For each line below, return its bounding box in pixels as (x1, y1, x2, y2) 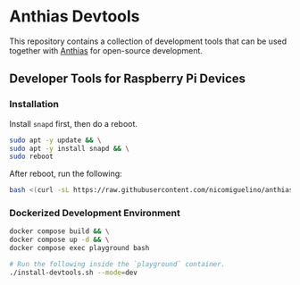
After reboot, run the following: (9, 168, 122, 180)
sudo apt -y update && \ (9, 136, 102, 145)
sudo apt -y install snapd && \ (9, 144, 129, 153)
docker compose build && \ (9, 227, 110, 236)
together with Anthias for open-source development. (9, 45, 204, 55)
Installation (9, 98, 60, 111)
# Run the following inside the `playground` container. (9, 260, 226, 269)
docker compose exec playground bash (9, 244, 150, 253)
